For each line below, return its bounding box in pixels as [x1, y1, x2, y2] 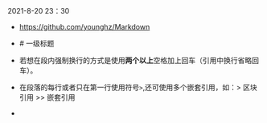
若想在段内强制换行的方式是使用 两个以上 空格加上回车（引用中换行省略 [18, 56, 253, 65]
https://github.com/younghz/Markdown [18, 22, 150, 31]
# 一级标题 [18, 38, 55, 48]
